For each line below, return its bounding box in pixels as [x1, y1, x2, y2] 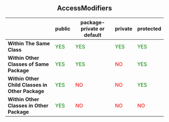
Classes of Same [8, 60, 49, 67]
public [55, 25, 71, 32]
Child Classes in [8, 81, 48, 88]
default [83, 31, 102, 38]
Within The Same [8, 40, 50, 47]
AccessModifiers [57, 4, 112, 13]
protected [137, 25, 161, 32]
